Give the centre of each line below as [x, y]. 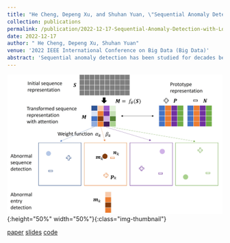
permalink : [23, 29]
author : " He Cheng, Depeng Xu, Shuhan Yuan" [73, 43]
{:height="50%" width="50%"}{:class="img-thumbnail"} [87, 218]
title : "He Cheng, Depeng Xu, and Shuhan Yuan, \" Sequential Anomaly [108, 14]
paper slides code [33, 232]
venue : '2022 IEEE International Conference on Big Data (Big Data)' [108, 51]
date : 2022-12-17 [32, 36]
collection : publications [44, 22]
